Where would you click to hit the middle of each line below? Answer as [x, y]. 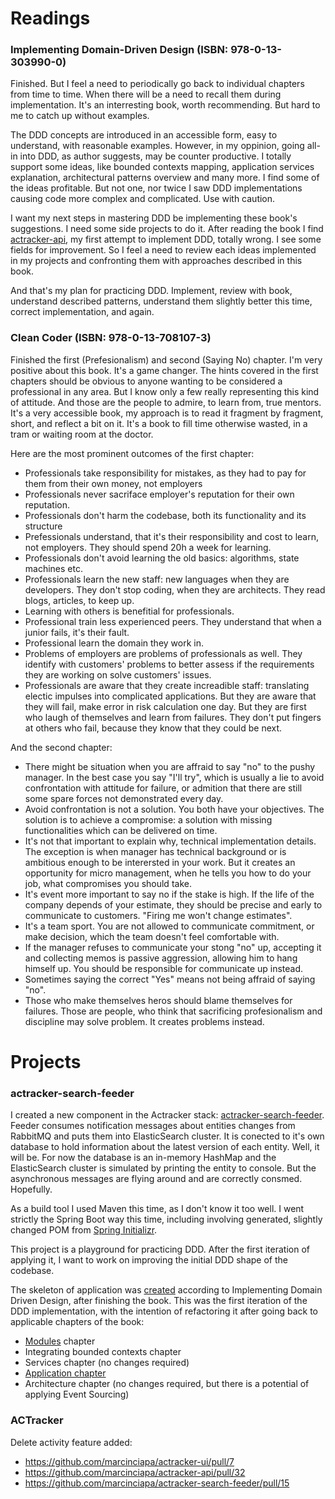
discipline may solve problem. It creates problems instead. [144, 1021]
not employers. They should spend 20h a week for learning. [148, 547]
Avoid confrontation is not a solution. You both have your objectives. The [174, 809]
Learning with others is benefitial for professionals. [129, 611]
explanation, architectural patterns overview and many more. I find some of [165, 178]
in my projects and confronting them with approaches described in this [156, 261]
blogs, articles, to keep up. [79, 600]
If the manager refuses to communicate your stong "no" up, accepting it [173, 947]
